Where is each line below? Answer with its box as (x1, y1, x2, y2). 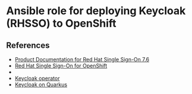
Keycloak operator (14, 75, 60, 82)
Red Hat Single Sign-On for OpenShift (14, 62, 108, 69)
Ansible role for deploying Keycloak (6, 4, 186, 18)
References (6, 40, 50, 50)
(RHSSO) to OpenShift (6, 17, 117, 30)
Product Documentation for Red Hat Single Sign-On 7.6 (14, 56, 150, 63)
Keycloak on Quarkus (14, 81, 67, 88)
